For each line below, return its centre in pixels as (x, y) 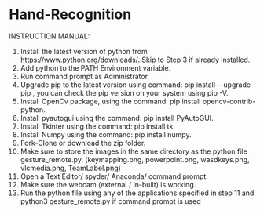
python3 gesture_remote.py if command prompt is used (110, 201)
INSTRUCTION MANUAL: (49, 36)
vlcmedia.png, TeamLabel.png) (70, 168)
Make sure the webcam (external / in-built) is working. (108, 184)
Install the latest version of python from (84, 51)
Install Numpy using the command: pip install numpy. (106, 134)
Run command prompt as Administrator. (85, 76)
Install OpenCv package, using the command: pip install (110, 101)
